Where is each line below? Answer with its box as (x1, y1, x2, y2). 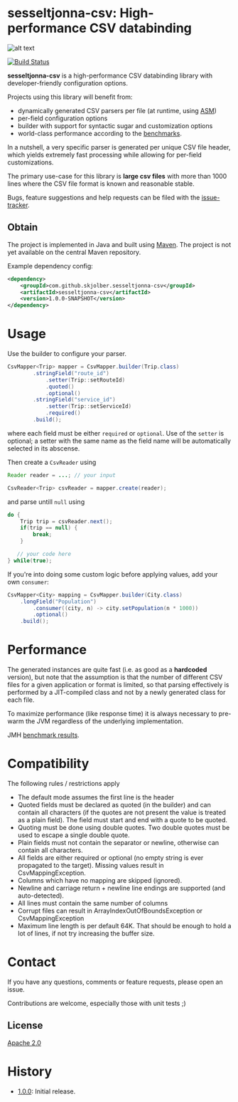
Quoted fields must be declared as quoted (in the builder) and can (17, 801, 211, 809)
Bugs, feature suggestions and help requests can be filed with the (7, 193, 200, 201)
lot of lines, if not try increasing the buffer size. (17, 929, 155, 938)
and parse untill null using (7, 497, 85, 506)
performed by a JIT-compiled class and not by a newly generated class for (7, 688, 226, 697)
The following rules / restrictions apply (7, 780, 120, 788)
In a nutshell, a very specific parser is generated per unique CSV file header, (7, 142, 231, 151)
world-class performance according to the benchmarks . (17, 129, 183, 137)
